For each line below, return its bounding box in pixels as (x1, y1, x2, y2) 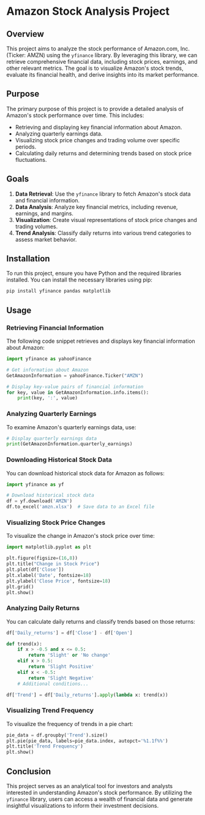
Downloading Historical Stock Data (6, 456, 112, 464)
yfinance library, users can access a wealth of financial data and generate (6, 795, 193, 803)
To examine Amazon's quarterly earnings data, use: (6, 423, 136, 430)
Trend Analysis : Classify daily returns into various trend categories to (15, 229, 192, 237)
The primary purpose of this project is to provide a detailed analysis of (6, 105, 184, 112)
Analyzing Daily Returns (6, 604, 80, 613)
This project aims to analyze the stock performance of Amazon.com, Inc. (6, 45, 190, 52)
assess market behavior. (15, 235, 77, 243)
